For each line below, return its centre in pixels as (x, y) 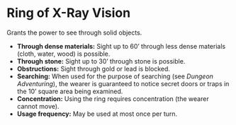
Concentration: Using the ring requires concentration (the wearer (113, 99)
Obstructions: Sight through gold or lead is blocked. (94, 69)
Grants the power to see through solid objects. (74, 32)
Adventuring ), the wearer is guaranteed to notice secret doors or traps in (123, 83)
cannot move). (38, 106)
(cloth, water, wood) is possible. (63, 54)
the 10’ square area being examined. (70, 91)
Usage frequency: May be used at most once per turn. (97, 114)
